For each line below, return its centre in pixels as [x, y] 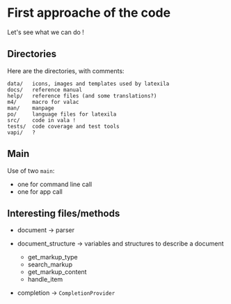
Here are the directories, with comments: [66, 70]
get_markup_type [53, 257]
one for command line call [55, 184]
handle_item [45, 280]
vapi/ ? [22, 132]
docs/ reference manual [45, 90]
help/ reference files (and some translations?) [82, 96]
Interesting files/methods [64, 213]
